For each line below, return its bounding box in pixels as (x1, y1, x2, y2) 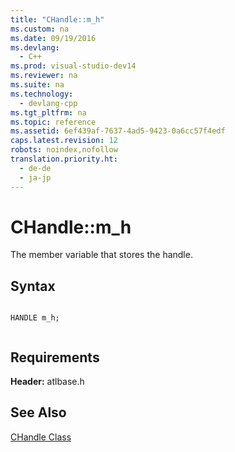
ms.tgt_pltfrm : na (10, 107, 87, 118)
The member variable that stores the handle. (10, 249, 193, 261)
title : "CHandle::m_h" (10, 14, 105, 25)
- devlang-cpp (19, 98, 78, 108)
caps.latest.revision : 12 (10, 136, 118, 146)
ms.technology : (10, 89, 74, 99)
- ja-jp (19, 172, 52, 183)
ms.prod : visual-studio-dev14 (10, 61, 137, 71)
